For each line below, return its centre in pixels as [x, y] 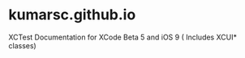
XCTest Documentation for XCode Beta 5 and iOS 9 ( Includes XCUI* [123, 37]
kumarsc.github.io [72, 15]
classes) [22, 45]
